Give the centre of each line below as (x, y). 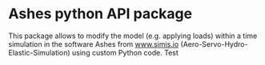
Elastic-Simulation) (39, 52)
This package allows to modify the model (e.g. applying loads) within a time (133, 36)
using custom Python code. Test (125, 52)
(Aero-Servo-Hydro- (214, 44)
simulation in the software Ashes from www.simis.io (94, 44)
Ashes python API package (100, 14)
